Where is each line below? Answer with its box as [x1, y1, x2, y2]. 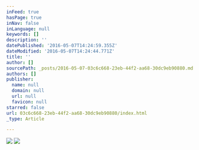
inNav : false [6, 20, 39, 26]
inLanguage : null [6, 25, 50, 32]
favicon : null [11, 99, 47, 105]
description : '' [6, 37, 47, 43]
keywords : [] [6, 31, 39, 37]
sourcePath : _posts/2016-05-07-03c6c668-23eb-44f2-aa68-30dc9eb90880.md [6, 65, 194, 71]
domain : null [11, 88, 45, 94]
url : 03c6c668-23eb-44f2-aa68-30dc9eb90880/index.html [6, 110, 148, 116]
